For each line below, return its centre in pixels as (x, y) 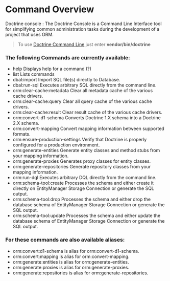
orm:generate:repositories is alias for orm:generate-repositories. (80, 273)
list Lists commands (33, 74)
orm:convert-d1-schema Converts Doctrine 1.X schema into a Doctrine (87, 118)
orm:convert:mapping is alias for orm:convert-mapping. (71, 256)
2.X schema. (26, 123)
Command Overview (50, 9)
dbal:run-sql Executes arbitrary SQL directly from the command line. (84, 85)
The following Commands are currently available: (68, 57)
